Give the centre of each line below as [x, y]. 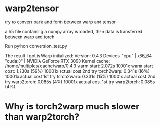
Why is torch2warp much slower [72, 107]
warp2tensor [32, 9]
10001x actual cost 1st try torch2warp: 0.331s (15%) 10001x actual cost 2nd [80, 76]
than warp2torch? [42, 117]
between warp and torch [30, 37]
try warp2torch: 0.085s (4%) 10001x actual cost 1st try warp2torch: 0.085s [80, 82]
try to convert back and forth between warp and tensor [60, 22]
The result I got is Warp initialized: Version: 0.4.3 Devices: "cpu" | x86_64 [79, 55]
